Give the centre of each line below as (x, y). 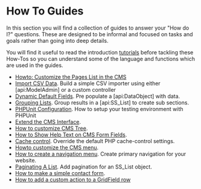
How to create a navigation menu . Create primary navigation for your (101, 154)
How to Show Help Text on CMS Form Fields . (71, 135)
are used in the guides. (35, 65)
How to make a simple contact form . (60, 173)
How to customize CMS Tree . (51, 128)
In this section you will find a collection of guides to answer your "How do (98, 28)
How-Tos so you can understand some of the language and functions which (101, 59)
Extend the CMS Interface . (48, 121)
